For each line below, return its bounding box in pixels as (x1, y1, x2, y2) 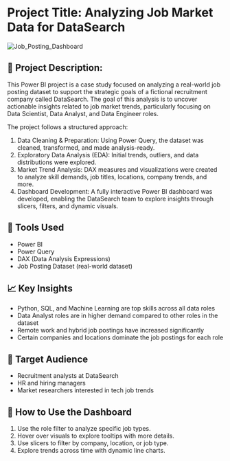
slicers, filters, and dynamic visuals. (16, 201, 119, 210)
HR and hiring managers (16, 379, 86, 387)
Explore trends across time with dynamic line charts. (16, 447, 166, 454)
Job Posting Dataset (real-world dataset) (16, 262, 133, 270)
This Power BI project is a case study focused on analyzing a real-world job (7, 80, 221, 89)
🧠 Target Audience (7, 353, 89, 365)
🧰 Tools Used (7, 222, 65, 234)
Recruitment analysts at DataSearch (16, 372, 119, 380)
